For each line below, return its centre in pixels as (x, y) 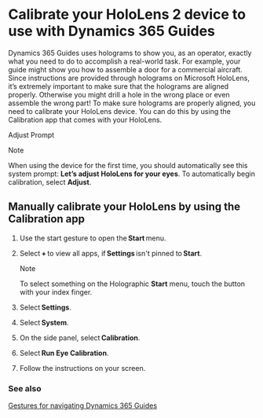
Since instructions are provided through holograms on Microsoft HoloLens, (129, 78)
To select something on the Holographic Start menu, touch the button (132, 284)
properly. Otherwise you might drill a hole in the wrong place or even (119, 94)
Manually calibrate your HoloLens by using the (124, 207)
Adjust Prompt (31, 134)
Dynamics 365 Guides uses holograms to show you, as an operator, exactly (130, 53)
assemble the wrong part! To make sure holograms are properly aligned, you (132, 103)
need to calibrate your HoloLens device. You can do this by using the (120, 111)
